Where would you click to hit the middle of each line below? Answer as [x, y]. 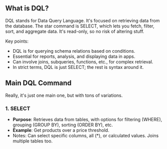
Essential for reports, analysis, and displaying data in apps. [74, 56]
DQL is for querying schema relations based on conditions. [74, 51]
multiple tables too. [33, 141]
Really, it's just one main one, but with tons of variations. [64, 95]
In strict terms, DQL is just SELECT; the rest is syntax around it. [78, 67]
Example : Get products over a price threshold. [61, 130]
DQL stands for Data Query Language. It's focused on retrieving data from [82, 20]
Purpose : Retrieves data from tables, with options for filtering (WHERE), [87, 119]
